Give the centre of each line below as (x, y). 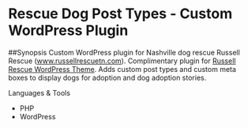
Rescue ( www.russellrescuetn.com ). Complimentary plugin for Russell (122, 61)
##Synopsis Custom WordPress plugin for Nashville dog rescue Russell (124, 52)
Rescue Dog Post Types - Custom (120, 14)
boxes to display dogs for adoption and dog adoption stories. (107, 77)
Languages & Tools (39, 92)
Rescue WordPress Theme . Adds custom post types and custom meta (122, 69)
